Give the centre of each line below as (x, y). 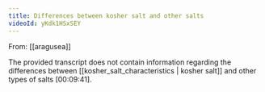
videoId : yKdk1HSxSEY (45, 23)
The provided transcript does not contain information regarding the (120, 62)
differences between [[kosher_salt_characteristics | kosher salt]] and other (132, 70)
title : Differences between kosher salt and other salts (106, 16)
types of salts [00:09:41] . (50, 79)
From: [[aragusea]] (40, 46)
